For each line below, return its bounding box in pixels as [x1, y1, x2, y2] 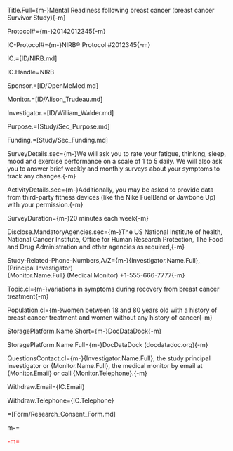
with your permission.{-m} [7, 200, 84, 209]
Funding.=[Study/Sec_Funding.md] [7, 136, 109, 144]
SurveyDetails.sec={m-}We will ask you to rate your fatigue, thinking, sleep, [7, 150, 227, 157]
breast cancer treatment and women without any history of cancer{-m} [7, 313, 213, 322]
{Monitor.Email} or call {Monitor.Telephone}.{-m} [7, 369, 147, 377]
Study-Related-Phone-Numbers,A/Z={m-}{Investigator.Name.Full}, [7, 256, 201, 264]
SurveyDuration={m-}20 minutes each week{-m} [7, 214, 149, 222]
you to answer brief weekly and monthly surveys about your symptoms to [7, 164, 220, 173]
